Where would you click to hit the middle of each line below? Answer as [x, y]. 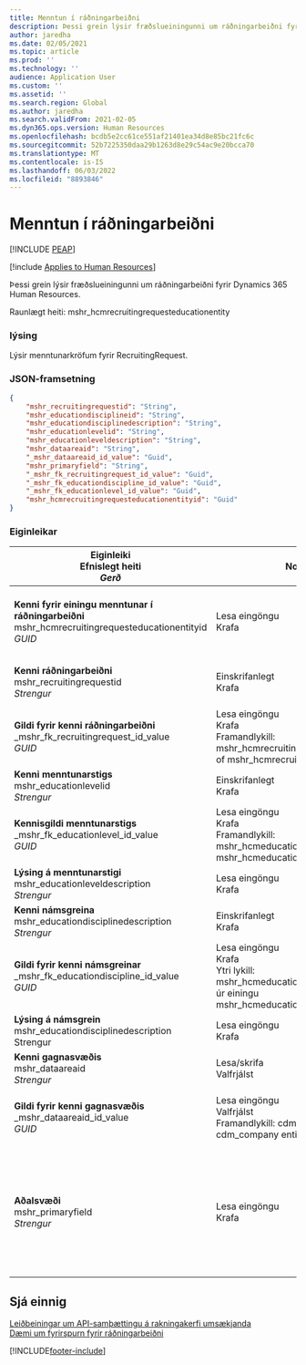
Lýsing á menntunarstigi [68, 873]
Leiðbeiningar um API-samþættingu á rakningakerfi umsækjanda [131, 1324]
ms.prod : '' [32, 60]
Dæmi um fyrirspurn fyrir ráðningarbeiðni [87, 1333]
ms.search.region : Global [58, 103]
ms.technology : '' [44, 69]
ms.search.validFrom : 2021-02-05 [73, 119]
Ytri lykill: [235, 970]
